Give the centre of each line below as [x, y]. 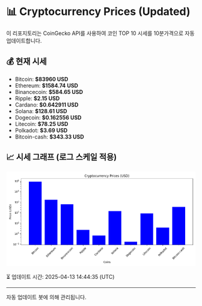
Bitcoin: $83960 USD [41, 79]
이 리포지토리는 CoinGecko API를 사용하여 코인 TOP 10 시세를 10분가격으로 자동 [100, 33]
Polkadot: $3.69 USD [41, 130]
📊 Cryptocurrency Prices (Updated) [98, 12]
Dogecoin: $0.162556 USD [48, 117]
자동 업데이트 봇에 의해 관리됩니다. [46, 297]
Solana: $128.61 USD [41, 111]
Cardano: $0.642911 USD [47, 105]
